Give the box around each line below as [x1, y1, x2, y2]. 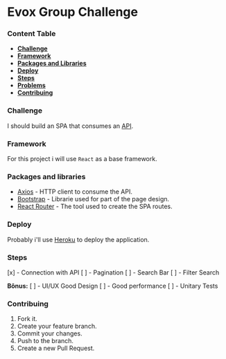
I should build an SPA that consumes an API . [7, 122, 134, 130]
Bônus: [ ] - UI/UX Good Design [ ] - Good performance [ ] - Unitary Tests [7, 282, 218, 290]
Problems [17, 81, 46, 90]
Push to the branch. [17, 337, 74, 345]
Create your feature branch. [17, 322, 97, 331]
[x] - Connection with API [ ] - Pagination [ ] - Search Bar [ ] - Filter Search [7, 268, 220, 277]
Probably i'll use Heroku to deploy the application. [7, 235, 150, 243]
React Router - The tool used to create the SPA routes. [17, 202, 173, 211]
